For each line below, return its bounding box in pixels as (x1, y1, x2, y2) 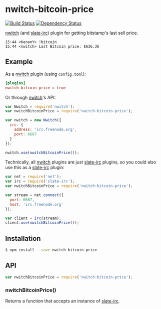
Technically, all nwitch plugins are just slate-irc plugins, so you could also (5, 159, 156, 165)
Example (5, 58, 33, 66)
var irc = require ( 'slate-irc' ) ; (5, 179, 75, 184)
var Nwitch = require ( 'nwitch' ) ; (5, 104, 75, 109)
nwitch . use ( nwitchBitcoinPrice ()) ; (5, 150, 79, 155)
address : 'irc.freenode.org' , (14, 127, 77, 132)
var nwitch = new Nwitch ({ (5, 118, 61, 123)
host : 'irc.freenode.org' (9, 202, 64, 207)
